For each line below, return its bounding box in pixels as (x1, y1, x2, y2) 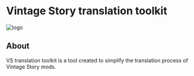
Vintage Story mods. (6, 63, 56, 70)
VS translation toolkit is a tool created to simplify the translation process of (6, 56, 189, 64)
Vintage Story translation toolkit (6, 4, 167, 18)
